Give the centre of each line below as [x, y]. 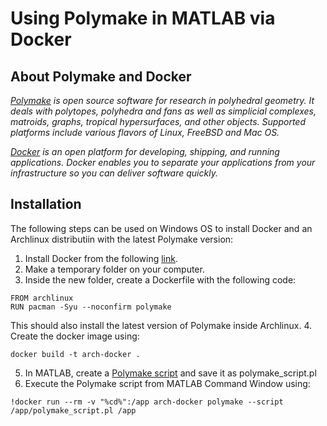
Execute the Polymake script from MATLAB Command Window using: [167, 383]
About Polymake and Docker [101, 76]
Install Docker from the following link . [101, 258]
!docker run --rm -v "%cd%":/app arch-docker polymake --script [147, 402]
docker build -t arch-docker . [75, 354]
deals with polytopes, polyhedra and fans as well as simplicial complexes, [163, 111]
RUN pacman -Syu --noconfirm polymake [91, 307]
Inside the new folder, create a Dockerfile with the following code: [160, 279]
